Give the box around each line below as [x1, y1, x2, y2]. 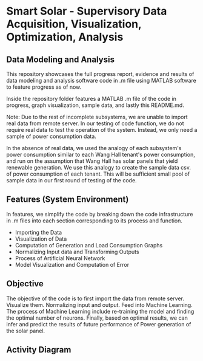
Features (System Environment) [6, 194, 129, 205]
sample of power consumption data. [6, 132, 97, 140]
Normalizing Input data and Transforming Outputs [15, 248, 139, 255]
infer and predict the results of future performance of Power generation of [6, 320, 191, 328]
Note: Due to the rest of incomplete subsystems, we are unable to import [6, 114, 188, 120]
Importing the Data [15, 229, 62, 236]
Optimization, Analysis [6, 30, 124, 44]
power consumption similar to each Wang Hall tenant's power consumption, [6, 151, 196, 158]
